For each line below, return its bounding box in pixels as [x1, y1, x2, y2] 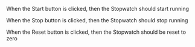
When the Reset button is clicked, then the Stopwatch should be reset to [6, 28, 186, 36]
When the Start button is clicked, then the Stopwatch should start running [6, 5, 189, 12]
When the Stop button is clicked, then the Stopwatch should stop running [6, 17, 188, 23]
